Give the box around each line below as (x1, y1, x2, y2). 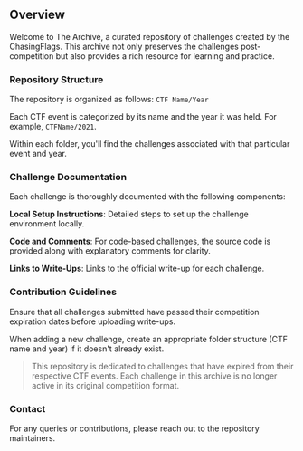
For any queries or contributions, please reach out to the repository (9, 423, 260, 434)
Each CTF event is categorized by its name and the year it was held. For (9, 111, 278, 122)
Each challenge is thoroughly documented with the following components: (9, 191, 286, 202)
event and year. (9, 149, 68, 159)
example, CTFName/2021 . (9, 121, 97, 132)
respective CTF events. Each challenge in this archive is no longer (31, 370, 278, 381)
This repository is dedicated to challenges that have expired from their (31, 360, 294, 371)
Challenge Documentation (9, 171, 128, 184)
